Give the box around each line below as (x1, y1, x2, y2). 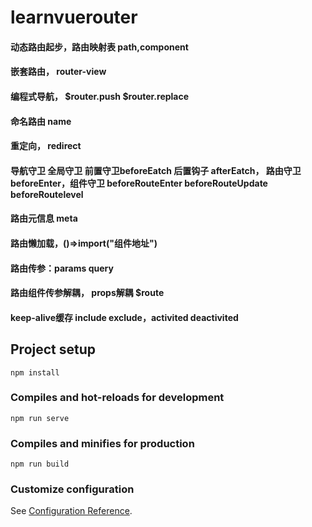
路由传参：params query (10, 262, 114, 274)
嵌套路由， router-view (10, 66, 107, 78)
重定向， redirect (10, 140, 82, 152)
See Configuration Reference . (10, 505, 133, 517)
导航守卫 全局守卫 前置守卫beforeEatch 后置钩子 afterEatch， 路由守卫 (10, 164, 302, 176)
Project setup (10, 341, 97, 358)
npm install (10, 367, 60, 378)
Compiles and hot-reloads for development (10, 391, 225, 405)
